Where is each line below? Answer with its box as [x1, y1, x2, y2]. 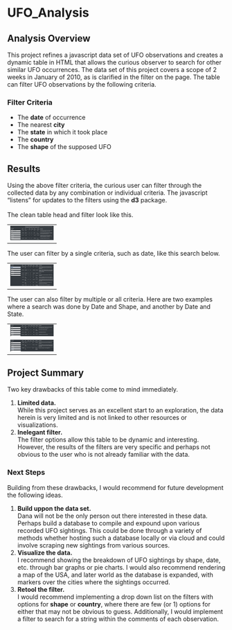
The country [17, 135, 54, 143]
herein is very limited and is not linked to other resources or [17, 414, 187, 422]
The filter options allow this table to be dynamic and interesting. [17, 435, 199, 444]
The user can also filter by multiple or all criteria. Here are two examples [7, 295, 213, 303]
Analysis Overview [7, 33, 91, 44]
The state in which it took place [17, 128, 108, 137]
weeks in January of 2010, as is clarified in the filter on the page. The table [7, 73, 220, 81]
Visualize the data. [17, 548, 73, 557]
